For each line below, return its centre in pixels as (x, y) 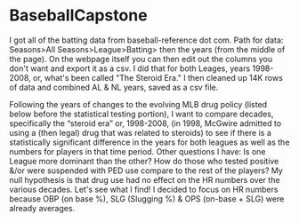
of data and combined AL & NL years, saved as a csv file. (114, 87)
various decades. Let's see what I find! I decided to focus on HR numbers (144, 189)
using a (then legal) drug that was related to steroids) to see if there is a (140, 132)
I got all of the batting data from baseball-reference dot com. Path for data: (146, 40)
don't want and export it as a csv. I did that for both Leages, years (130, 68)
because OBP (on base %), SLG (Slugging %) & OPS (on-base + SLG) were (147, 198)
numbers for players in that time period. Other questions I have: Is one (137, 151)
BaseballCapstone (79, 16)
